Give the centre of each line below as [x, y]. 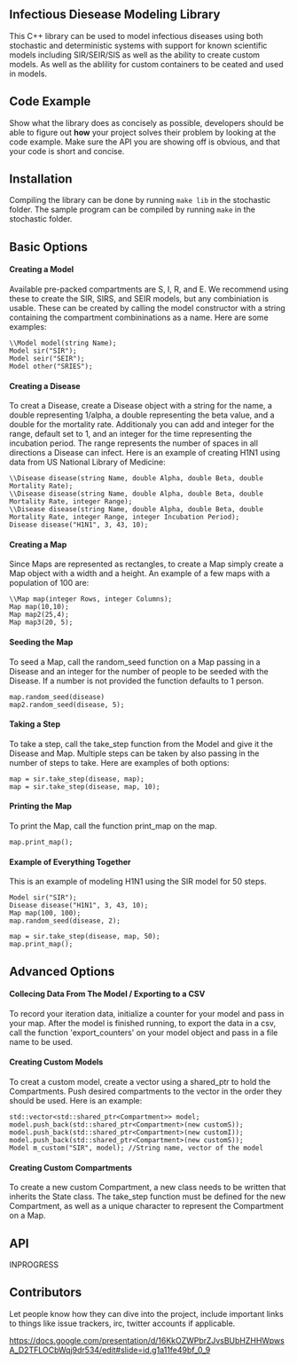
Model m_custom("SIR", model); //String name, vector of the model [137, 1148]
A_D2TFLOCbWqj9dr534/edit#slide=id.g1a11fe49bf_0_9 [110, 1350]
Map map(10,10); [39, 607]
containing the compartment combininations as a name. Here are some [139, 317]
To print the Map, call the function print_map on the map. [113, 826]
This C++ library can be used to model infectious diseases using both [136, 35]
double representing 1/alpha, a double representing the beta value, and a [142, 415]
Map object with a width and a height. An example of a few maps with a [140, 573]
